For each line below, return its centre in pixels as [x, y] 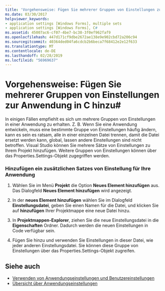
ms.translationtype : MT [29, 46]
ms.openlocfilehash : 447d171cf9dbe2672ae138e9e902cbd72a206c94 [71, 37]
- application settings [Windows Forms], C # [51, 28]
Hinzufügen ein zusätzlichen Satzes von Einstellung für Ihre [78, 169]
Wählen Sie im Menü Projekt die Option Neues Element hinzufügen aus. [86, 185]
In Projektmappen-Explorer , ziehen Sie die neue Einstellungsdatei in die [85, 220]
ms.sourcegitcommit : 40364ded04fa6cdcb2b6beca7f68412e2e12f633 [71, 42]
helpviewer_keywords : [27, 19]
